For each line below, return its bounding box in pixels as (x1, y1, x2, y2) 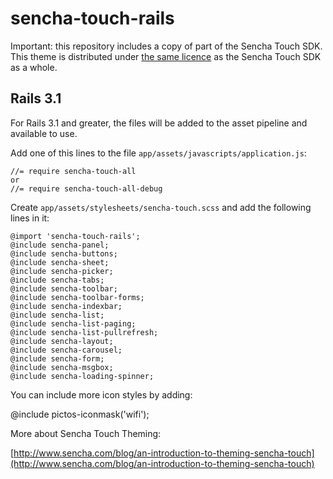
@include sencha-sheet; (10, 257, 110, 267)
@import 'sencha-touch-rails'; (10, 231, 141, 241)
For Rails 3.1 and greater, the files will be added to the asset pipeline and (10, 117, 308, 129)
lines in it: (10, 212, 50, 224)
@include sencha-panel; (10, 240, 110, 250)
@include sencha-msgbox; (10, 362, 114, 372)
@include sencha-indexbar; (10, 301, 123, 311)
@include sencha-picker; (10, 266, 114, 276)
